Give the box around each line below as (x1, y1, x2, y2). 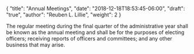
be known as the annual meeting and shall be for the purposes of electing (6, 29, 185, 36)
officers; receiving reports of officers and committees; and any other (6, 35, 172, 42)
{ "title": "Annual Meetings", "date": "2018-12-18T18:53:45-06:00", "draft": (6, 5, 185, 12)
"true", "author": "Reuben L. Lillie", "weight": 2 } (6, 11, 122, 18)
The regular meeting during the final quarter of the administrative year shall (6, 23, 189, 29)
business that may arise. (6, 41, 65, 48)
